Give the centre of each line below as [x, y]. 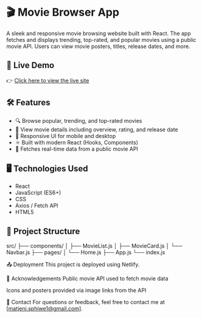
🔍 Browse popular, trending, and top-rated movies [78, 120]
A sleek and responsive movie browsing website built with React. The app [99, 33]
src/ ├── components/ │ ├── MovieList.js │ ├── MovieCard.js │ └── [94, 246]
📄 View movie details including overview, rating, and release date [96, 130]
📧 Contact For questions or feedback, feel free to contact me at [86, 302]
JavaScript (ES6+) [38, 193]
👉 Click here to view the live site [48, 80]
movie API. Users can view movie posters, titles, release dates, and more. [98, 46]
